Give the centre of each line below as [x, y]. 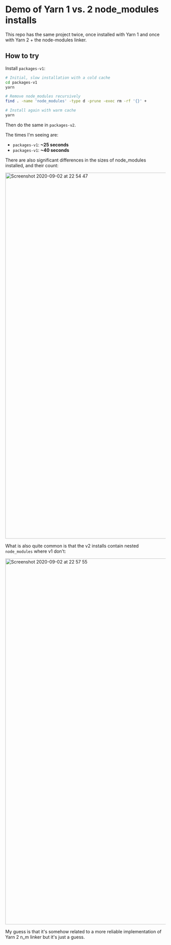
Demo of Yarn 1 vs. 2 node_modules [82, 9]
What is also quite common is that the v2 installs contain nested [72, 546]
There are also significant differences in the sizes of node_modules [76, 160]
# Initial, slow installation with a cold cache [58, 78]
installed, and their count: [32, 165]
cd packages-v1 [21, 82]
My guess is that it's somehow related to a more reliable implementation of [83, 931]
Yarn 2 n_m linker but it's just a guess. [45, 937]
